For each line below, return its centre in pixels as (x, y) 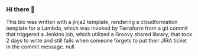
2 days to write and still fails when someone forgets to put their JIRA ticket (97, 41)
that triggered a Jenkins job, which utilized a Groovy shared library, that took (99, 34)
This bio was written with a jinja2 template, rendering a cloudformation (92, 22)
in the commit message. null (40, 47)
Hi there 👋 (21, 9)
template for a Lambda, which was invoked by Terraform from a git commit (97, 28)
